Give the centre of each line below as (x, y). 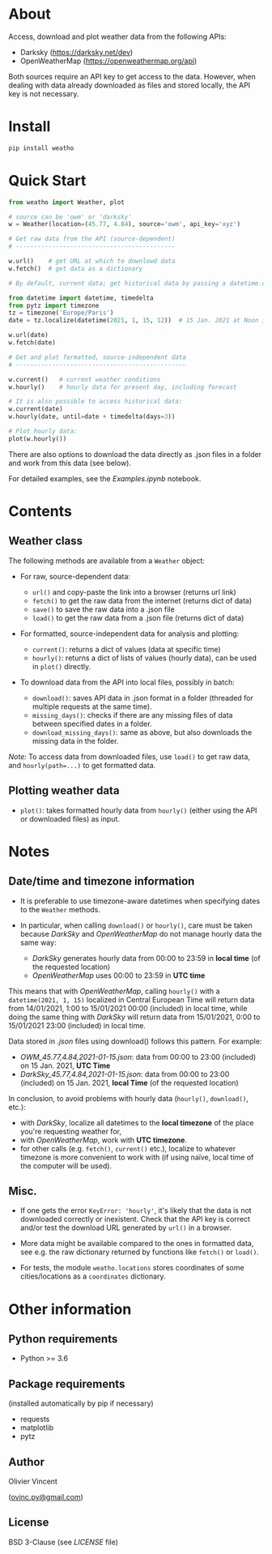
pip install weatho (41, 148)
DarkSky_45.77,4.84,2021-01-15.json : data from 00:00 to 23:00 (125, 1074)
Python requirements (63, 1339)
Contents (40, 511)
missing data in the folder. (75, 741)
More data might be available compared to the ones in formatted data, (137, 1244)
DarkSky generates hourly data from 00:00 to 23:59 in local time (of (146, 958)
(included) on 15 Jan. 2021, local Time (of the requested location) (129, 1082)
